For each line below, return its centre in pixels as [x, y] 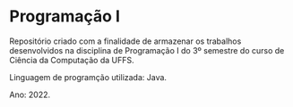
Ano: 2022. [30, 95]
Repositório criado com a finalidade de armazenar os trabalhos [125, 41]
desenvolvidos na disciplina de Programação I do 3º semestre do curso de [147, 50]
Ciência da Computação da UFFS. [72, 60]
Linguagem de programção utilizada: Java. [88, 77]
